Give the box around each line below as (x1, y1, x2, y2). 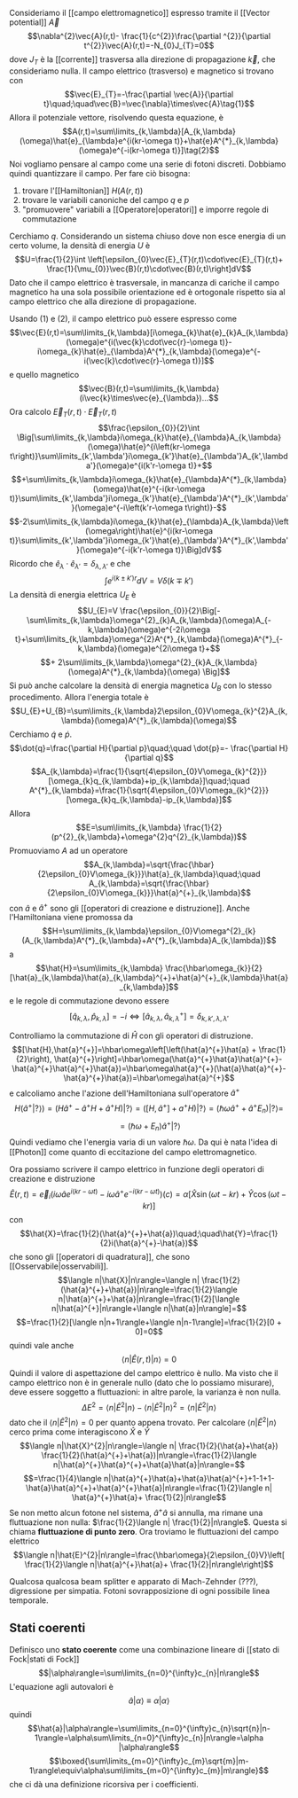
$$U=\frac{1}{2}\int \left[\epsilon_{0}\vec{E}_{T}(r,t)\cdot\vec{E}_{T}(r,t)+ (14, 254, 284, 264)
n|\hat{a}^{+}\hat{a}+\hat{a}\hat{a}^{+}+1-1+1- (103, 1474, 275, 1484)
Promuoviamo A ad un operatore (9, 845, 129, 856)
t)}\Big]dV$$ (175, 544, 222, 555)
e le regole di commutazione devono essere (9, 996, 170, 1006)
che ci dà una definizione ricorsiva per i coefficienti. (9, 1778, 199, 1789)
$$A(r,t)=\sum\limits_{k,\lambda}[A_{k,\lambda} (61, 126, 237, 137)
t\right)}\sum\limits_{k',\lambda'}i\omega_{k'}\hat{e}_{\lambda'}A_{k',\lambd (10, 450, 288, 461)
